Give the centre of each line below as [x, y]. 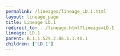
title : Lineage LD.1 [31, 22]
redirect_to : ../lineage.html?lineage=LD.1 [60, 28]
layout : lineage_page [32, 17]
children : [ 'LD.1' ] [30, 44]
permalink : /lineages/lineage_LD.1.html [56, 11]
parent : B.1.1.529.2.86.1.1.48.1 [47, 38]
